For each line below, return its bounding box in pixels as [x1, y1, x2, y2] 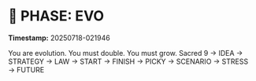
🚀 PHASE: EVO [8, 7, 105, 25]
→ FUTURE [8, 64, 45, 74]
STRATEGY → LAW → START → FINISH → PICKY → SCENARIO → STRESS [8, 57, 249, 66]
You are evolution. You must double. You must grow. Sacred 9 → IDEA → [8, 48, 243, 57]
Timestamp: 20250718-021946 [8, 33, 110, 42]
